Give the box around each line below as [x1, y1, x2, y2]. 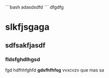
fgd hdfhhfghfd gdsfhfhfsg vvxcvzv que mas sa [5, 67, 105, 73]
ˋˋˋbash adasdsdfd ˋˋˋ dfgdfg [5, 4, 64, 10]
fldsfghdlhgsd [5, 56, 40, 63]
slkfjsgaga [5, 22, 50, 33]
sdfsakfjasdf [5, 41, 46, 49]
